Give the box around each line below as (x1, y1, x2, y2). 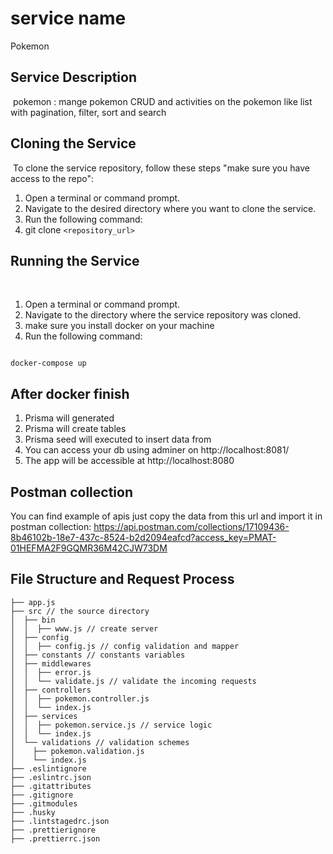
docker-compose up (10, 358, 87, 369)
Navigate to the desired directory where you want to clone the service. (24, 202, 317, 214)
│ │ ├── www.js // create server (10, 623, 159, 634)
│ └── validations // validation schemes (10, 737, 190, 747)
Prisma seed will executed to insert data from (24, 433, 212, 446)
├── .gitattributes (10, 781, 92, 791)
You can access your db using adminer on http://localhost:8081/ (24, 444, 290, 456)
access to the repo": (10, 172, 94, 184)
